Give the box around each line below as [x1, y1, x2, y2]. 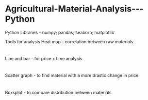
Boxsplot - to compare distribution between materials [5, 89, 112, 95]
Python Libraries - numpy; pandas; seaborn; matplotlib [5, 29, 115, 35]
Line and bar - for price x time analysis [5, 56, 82, 62]
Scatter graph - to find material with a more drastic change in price [5, 73, 139, 78]
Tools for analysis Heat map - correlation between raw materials [5, 38, 133, 44]
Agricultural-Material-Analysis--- [5, 3, 144, 14]
